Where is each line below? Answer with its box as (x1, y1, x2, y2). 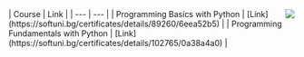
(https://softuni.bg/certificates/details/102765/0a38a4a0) (8, 38, 223, 48)
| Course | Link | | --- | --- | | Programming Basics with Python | (8, 9, 246, 19)
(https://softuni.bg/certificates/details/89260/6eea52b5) (8, 18, 220, 29)
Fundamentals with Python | (8, 28, 113, 39)
